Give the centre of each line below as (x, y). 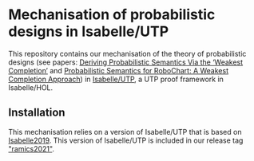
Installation (37, 113)
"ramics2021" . (31, 148)
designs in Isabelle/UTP (89, 31)
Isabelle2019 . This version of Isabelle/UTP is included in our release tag (126, 140)
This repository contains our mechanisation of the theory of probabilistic (127, 53)
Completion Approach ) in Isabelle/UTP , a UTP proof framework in (116, 79)
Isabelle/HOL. (31, 87)
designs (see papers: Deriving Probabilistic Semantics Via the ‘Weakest (126, 62)
